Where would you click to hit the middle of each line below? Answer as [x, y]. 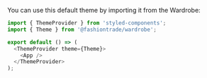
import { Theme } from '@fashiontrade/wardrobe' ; [82, 30]
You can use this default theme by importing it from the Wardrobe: [104, 10]
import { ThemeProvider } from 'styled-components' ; [87, 23]
